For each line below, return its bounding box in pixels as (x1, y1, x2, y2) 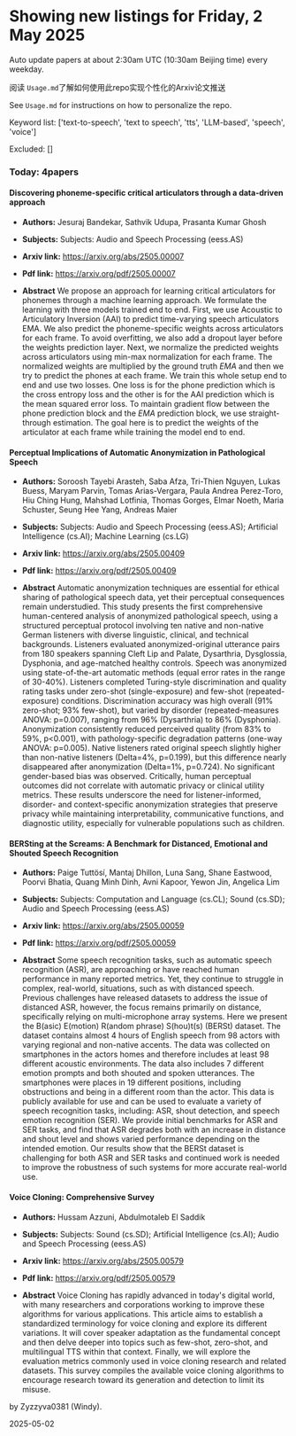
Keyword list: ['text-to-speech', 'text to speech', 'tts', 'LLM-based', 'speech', (9, 117, 285, 128)
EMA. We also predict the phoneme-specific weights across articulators (21, 324, 285, 334)
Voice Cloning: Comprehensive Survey (9, 1192, 155, 1203)
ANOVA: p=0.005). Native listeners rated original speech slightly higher (21, 743, 281, 753)
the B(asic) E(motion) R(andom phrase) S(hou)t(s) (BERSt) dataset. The (21, 1021, 281, 1032)
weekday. (9, 64, 44, 74)
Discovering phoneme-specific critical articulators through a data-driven (9, 188, 285, 199)
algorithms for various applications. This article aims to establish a (21, 1308, 263, 1319)
